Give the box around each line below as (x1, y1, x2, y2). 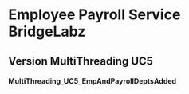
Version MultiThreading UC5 (8, 54, 154, 68)
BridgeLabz (8, 22, 86, 41)
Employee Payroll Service (8, 6, 181, 24)
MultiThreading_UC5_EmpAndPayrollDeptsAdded (8, 76, 177, 86)
